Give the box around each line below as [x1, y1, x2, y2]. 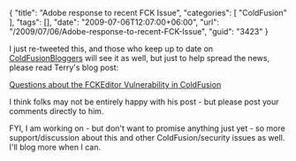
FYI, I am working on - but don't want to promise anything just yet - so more [9, 123, 285, 134]
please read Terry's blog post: [9, 62, 119, 73]
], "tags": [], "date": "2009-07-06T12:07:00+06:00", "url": [9, 17, 219, 27]
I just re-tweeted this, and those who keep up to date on [9, 43, 214, 54]
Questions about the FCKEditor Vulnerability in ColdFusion [9, 80, 222, 89]
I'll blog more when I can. [9, 142, 102, 152]
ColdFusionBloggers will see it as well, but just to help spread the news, [9, 53, 270, 63]
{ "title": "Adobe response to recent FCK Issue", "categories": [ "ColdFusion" [9, 8, 287, 18]
